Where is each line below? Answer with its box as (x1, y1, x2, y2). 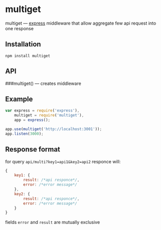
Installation (5, 40, 41, 49)
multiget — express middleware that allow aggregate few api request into (5, 20, 156, 26)
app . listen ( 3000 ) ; (5, 131, 44, 136)
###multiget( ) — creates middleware (5, 80, 81, 86)
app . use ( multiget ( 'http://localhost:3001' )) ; (5, 127, 102, 132)
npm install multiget (5, 53, 51, 58)
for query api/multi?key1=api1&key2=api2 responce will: (5, 158, 121, 164)
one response (5, 25, 34, 31)
